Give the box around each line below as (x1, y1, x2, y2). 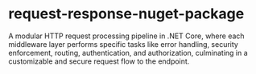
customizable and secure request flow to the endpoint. (8, 56, 190, 66)
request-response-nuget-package (8, 5, 245, 23)
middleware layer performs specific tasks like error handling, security (8, 39, 239, 49)
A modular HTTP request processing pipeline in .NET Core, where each (8, 31, 245, 41)
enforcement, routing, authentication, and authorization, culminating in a (8, 48, 248, 57)
